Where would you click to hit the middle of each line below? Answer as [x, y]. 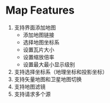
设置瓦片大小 [38, 49]
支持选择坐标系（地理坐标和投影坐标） [61, 72]
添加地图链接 [38, 35]
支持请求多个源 [32, 94]
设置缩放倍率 [38, 57]
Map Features [40, 10]
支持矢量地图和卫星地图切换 [48, 79]
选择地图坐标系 [41, 42]
